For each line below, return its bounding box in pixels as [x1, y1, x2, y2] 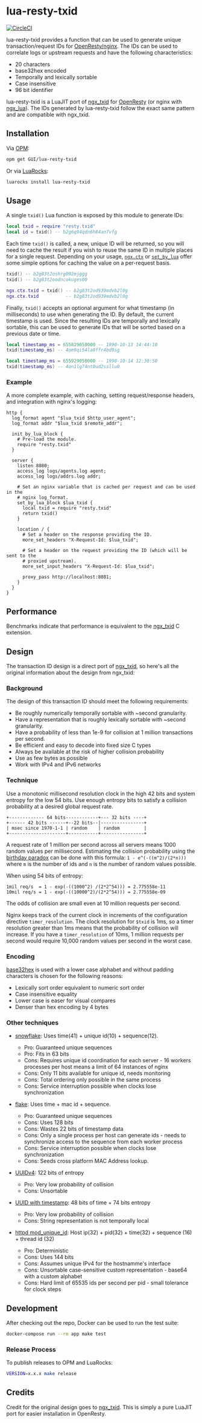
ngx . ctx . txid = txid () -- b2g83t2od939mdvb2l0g [6, 288, 128, 294]
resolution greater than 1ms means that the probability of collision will [6, 924, 179, 932]
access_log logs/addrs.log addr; [17, 473, 101, 479]
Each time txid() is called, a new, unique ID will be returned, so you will [6, 240, 185, 248]
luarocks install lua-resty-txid [6, 179, 90, 185]
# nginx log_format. [17, 495, 69, 501]
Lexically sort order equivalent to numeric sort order [14, 984, 145, 991]
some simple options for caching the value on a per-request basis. [6, 259, 171, 267]
